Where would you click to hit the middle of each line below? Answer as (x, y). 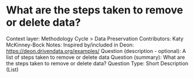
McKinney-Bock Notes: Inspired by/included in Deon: (70, 45)
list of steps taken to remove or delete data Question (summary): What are (96, 57)
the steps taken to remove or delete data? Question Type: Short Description (97, 63)
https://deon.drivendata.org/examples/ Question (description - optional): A (96, 51)
